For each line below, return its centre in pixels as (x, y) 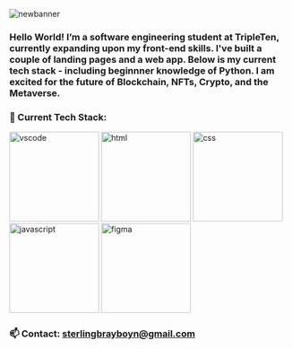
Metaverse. (35, 92)
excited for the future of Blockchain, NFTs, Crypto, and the (139, 82)
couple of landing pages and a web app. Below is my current (142, 59)
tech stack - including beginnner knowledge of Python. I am (142, 70)
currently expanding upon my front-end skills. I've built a (136, 48)
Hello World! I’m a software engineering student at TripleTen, (144, 37)
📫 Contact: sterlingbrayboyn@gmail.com (102, 334)
